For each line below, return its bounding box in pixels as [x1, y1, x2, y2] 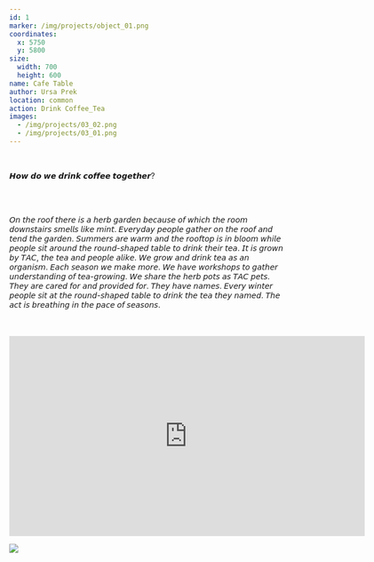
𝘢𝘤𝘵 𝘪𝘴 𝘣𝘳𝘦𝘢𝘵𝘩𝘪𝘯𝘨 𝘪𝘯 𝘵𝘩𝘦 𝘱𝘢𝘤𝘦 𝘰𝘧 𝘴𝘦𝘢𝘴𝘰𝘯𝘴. [9, 299, 161, 309]
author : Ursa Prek [9, 87, 77, 96]
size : [9, 54, 29, 63]
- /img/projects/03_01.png [17, 129, 117, 138]
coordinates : [9, 29, 58, 38]
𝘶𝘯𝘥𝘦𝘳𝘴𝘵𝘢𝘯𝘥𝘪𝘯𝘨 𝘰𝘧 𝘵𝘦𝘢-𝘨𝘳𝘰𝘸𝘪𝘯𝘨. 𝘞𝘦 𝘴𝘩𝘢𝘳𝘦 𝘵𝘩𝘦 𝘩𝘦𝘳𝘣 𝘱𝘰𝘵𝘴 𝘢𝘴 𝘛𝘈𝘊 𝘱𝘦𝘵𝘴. [9, 270, 271, 281]
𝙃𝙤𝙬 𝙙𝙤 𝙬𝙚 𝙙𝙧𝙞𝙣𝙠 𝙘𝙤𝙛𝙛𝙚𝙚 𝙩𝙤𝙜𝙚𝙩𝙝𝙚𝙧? [9, 170, 155, 181]
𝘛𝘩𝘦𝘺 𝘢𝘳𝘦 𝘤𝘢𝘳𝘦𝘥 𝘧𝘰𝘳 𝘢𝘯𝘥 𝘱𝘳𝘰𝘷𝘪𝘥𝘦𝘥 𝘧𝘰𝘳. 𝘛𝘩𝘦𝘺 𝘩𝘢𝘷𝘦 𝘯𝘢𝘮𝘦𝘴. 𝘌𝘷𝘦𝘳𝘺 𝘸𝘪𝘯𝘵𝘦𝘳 [9, 280, 274, 291]
